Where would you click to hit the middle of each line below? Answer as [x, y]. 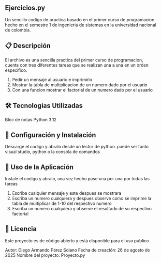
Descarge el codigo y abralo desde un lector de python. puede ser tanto [77, 147]
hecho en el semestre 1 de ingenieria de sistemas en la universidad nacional [80, 25]
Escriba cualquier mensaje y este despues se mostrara [67, 193]
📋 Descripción [28, 46]
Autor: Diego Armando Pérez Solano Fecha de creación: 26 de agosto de [78, 250]
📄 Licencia [21, 229]
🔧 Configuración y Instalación [51, 135]
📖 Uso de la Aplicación [39, 167]
